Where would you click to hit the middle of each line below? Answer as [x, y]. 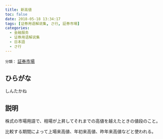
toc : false [16, 14]
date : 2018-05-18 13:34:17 [33, 19]
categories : [17, 28]
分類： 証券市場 [20, 61]
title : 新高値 [19, 10]
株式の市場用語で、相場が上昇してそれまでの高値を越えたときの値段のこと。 [83, 121]
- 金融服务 [19, 33]
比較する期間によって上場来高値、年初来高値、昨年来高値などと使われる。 [81, 132]
